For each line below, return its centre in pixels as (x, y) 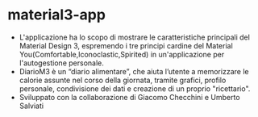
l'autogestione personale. (61, 63)
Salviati (31, 106)
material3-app (57, 15)
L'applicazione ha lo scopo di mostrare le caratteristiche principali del (135, 37)
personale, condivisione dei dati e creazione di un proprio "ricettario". (135, 88)
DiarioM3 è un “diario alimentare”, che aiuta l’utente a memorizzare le (134, 71)
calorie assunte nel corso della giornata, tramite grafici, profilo (123, 80)
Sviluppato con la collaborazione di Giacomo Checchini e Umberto (129, 97)
